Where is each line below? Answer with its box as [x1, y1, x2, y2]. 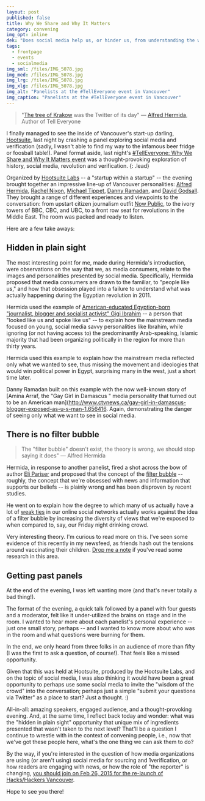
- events [12, 55, 34, 61]
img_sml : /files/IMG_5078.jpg [6, 66, 84, 72]
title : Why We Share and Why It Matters [6, 20, 111, 26]
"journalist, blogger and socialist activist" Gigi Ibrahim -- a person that [6, 310, 182, 317]
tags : [6, 43, 20, 50]
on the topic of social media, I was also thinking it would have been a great [6, 674, 194, 682]
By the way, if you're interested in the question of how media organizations [6, 750, 195, 758]
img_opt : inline [6, 32, 48, 38]
